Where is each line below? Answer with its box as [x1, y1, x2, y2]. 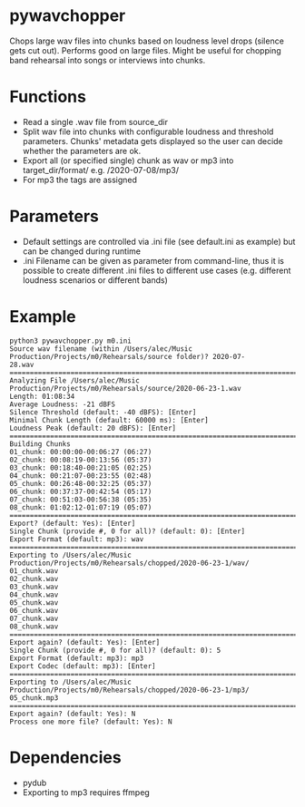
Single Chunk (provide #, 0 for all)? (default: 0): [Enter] [9, 527, 246, 536]
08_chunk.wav [9, 622, 59, 631]
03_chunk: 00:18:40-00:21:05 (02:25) [9, 463, 152, 472]
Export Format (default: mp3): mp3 [9, 654, 144, 663]
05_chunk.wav [9, 598, 59, 608]
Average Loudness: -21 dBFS [9, 400, 116, 409]
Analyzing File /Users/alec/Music [9, 375, 141, 385]
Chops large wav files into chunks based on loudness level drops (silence [9, 35, 284, 46]
